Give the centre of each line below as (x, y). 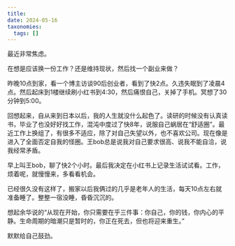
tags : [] (26, 33)
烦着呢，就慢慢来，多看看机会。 (53, 174)
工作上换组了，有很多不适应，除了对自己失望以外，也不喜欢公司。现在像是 (120, 133)
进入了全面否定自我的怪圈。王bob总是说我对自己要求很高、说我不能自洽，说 (117, 142)
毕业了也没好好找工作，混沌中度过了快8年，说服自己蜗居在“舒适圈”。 (119, 124)
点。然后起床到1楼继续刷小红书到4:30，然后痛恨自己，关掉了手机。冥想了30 (117, 92)
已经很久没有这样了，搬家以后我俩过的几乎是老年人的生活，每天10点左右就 (115, 189)
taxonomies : (24, 26)
